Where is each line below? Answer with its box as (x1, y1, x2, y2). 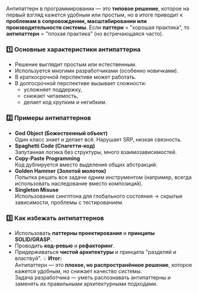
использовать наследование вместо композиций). (14, 180, 143, 187)
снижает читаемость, (23, 92, 79, 99)
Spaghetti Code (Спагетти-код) (14, 142, 96, 149)
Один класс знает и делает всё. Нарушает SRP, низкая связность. (14, 136, 182, 143)
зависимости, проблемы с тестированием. (14, 198, 124, 206)
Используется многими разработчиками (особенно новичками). (14, 67, 178, 75)
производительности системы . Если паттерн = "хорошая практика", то (6, 24, 190, 31)
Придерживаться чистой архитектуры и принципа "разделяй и (14, 248, 177, 255)
